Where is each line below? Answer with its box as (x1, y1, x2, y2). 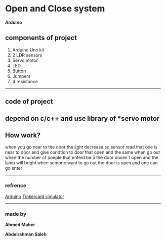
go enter (5, 165, 23, 171)
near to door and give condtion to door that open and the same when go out (5, 149, 160, 155)
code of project (5, 97, 53, 106)
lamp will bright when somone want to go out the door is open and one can (5, 160, 158, 166)
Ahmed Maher (5, 221, 36, 228)
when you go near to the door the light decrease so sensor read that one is (5, 144, 158, 150)
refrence (5, 182, 27, 189)
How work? (5, 131, 41, 139)
